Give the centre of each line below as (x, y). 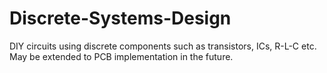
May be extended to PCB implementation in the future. (121, 56)
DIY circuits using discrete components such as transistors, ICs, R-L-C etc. (163, 46)
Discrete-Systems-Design (120, 18)
